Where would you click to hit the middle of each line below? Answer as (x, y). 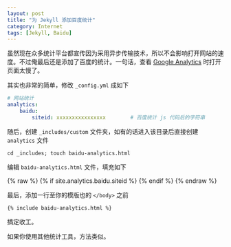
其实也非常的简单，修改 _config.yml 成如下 (68, 85)
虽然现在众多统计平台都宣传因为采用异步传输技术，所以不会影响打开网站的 (112, 53)
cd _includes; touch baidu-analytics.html (69, 153)
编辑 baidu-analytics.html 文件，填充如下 (67, 167)
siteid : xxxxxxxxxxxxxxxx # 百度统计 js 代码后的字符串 (119, 117)
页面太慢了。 (25, 70)
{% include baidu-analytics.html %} (59, 208)
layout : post (26, 13)
